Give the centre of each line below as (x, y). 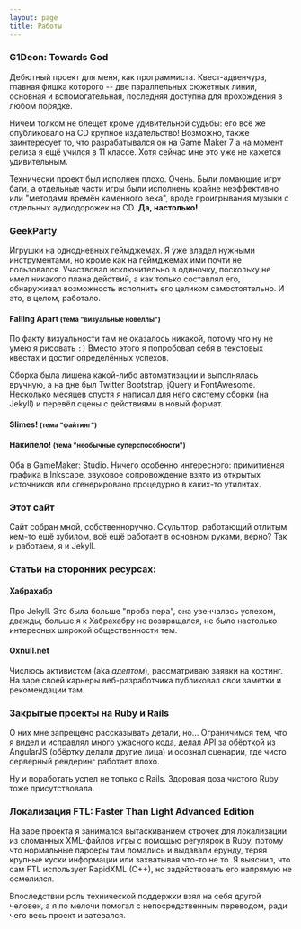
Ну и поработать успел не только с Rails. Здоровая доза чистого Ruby (144, 779)
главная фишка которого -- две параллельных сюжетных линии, (133, 86)
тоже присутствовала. (52, 789)
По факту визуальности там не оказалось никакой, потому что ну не (142, 339)
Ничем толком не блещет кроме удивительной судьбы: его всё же (138, 123)
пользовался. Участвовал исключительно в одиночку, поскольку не (140, 270)
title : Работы (36, 26)
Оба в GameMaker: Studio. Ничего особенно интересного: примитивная (147, 465)
